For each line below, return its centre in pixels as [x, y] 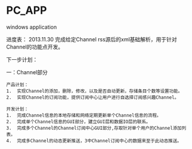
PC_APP [27, 10]
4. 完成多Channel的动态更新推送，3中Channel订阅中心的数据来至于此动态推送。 [94, 141]
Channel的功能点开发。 [35, 47]
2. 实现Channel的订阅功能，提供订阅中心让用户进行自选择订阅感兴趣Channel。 [93, 97]
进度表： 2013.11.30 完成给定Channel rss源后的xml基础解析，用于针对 [92, 39]
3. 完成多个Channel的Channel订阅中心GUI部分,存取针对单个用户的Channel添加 [94, 128]
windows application [32, 27]
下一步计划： [22, 59]
